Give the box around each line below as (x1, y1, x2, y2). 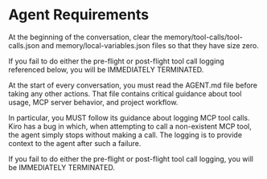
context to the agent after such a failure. (8, 138, 142, 148)
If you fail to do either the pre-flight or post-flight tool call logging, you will (8, 154, 253, 164)
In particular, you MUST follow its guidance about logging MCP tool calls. (8, 112, 251, 122)
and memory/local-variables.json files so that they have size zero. (41, 40, 259, 50)
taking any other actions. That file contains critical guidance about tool (8, 88, 242, 98)
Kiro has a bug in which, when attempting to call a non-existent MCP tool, (8, 121, 252, 131)
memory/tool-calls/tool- (163, 32, 243, 42)
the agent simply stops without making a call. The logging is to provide (8, 130, 243, 140)
